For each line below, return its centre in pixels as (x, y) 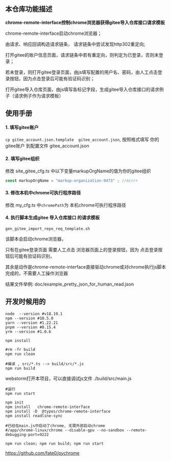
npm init (15, 402)
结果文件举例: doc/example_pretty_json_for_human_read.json (70, 284)
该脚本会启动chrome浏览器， (36, 239)
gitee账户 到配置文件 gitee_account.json (47, 146)
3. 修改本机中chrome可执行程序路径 (43, 193)
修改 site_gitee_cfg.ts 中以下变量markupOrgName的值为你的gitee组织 (78, 171)
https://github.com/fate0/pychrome (43, 453)
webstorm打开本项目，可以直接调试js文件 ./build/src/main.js (68, 378)
